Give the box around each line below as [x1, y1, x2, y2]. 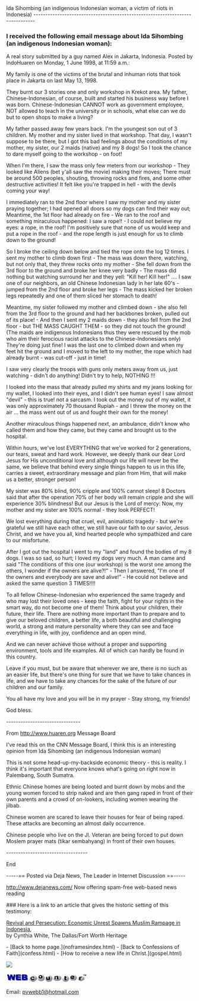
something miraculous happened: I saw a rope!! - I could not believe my [6, 218, 182, 225]
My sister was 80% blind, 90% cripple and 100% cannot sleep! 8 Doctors [6, 487, 186, 495]
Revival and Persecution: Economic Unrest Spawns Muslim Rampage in [6, 919, 181, 927]
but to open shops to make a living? [6, 114, 93, 121]
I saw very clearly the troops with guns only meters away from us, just [6, 366, 178, 373]
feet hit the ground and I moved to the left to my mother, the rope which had [6, 348, 192, 355]
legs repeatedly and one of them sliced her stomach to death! [6, 292, 157, 299]
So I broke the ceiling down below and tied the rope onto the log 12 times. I [6, 248, 189, 255]
